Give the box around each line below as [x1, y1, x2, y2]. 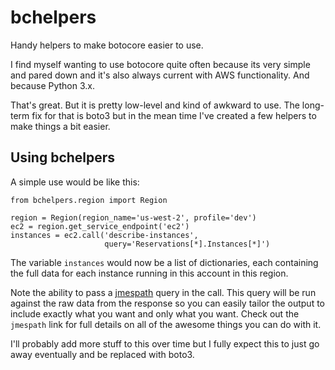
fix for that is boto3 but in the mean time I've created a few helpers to [31, 109, 317, 121]
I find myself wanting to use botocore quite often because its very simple [10, 58, 311, 70]
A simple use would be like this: [10, 176, 140, 188]
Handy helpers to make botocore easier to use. [10, 39, 204, 51]
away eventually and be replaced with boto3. [10, 348, 195, 360]
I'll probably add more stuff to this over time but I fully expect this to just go [10, 337, 320, 350]
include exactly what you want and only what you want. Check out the [10, 307, 300, 320]
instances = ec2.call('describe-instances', [10, 230, 199, 240]
